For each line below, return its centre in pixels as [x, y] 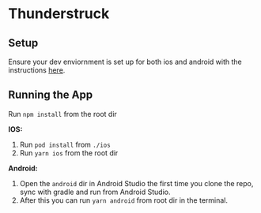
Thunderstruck [59, 14]
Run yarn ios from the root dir [69, 153]
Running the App [51, 95]
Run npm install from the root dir [62, 114]
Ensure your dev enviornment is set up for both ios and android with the [125, 62]
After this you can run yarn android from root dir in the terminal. [123, 200]
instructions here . [37, 70]
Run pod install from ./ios [65, 144]
